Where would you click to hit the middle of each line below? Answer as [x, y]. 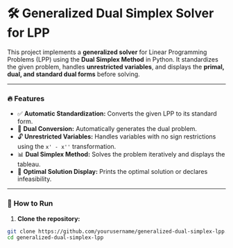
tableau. [29, 164]
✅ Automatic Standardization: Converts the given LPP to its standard [117, 114]
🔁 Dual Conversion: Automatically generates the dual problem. [107, 129]
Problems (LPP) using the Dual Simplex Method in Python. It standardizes [113, 59]
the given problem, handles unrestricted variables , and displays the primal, [116, 67]
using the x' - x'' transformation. [67, 147]
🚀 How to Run [30, 204]
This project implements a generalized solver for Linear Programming [107, 52]
